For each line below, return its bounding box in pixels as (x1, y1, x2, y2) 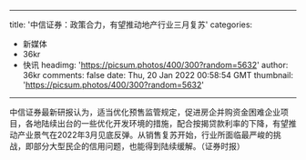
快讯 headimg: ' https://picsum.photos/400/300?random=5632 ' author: (22, 60, 289, 70)
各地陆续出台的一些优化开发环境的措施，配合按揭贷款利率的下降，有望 (25, 118, 289, 128)
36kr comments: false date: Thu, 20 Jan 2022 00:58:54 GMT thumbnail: (22, 70, 294, 80)
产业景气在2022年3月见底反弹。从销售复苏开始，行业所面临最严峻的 (16, 129, 274, 140)
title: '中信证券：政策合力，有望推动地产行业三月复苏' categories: (9, 19, 253, 30)
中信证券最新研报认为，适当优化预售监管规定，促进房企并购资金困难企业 (9, 106, 280, 117)
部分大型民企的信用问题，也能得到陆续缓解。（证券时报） (33, 141, 245, 151)
